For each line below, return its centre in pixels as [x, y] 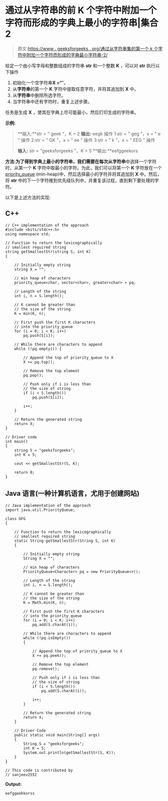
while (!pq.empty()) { [38, 349]
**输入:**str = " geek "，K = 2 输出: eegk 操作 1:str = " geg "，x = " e [89, 134]
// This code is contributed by [39, 770]
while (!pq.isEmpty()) [47, 638]
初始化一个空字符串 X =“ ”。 [40, 82]
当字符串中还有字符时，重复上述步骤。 [52, 101]
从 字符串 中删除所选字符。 [39, 95]
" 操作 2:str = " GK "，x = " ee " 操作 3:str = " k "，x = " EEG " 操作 [86, 140]
